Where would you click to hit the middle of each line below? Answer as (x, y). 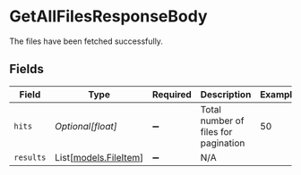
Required (172, 94)
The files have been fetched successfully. (86, 41)
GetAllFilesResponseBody (108, 17)
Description (226, 94)
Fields (27, 69)
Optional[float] (86, 126)
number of (222, 121)
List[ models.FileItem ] (99, 157)
